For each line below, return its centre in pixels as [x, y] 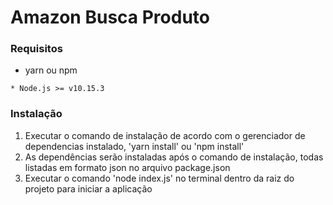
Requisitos [36, 49]
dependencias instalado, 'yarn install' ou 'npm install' [134, 146]
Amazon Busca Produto [110, 17]
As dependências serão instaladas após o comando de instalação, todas [174, 157]
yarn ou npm [51, 70]
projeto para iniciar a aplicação [88, 188]
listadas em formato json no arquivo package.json [127, 167]
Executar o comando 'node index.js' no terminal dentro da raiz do [159, 178]
